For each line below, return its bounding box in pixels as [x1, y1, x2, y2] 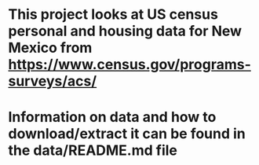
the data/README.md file [8, 141, 178, 159]
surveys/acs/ [8, 72, 97, 90]
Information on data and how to [8, 108, 217, 126]
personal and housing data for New [8, 22, 242, 40]
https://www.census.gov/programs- [8, 56, 251, 74]
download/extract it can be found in [8, 125, 246, 143]
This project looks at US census [8, 5, 218, 24]
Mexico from [8, 39, 93, 57]
